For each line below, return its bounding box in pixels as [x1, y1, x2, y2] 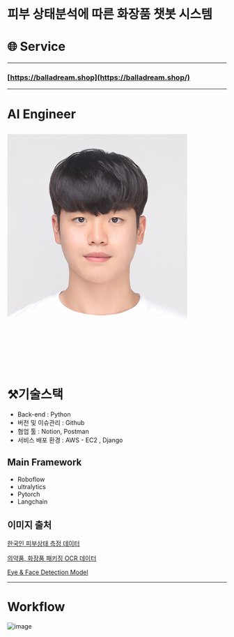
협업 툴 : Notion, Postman [17, 427, 89, 435]
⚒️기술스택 [7, 387, 64, 403]
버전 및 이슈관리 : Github [17, 418, 85, 426]
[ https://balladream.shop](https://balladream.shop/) [7, 73, 190, 82]
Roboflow [17, 475, 45, 484]
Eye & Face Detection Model [7, 568, 88, 576]
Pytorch [17, 490, 40, 498]
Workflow [7, 599, 65, 615]
